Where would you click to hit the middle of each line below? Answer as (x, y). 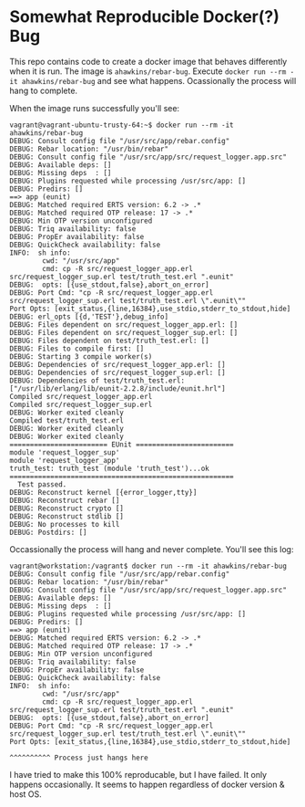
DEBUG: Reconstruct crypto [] (67, 508)
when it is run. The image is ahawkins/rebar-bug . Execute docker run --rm (148, 71)
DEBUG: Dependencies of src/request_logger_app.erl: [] (117, 364)
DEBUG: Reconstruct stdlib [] (67, 516)
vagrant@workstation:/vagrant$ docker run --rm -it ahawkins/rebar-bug (148, 566)
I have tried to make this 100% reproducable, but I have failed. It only (138, 774)
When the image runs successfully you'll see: (95, 108)
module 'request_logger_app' (65, 460)
